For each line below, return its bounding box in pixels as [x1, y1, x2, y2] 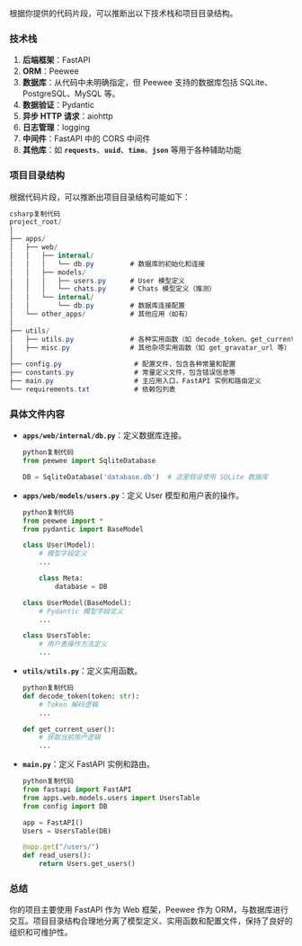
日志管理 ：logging [22, 122, 91, 133]
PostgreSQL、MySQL [22, 88, 102, 99]
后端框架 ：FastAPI [22, 55, 91, 66]
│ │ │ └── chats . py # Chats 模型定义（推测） [9, 284, 217, 294]
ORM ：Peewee [22, 66, 79, 76]
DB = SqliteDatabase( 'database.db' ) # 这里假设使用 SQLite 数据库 [22, 472, 269, 481]
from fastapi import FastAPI [22, 785, 132, 794]
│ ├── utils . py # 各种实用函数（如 [9, 335, 192, 344]
